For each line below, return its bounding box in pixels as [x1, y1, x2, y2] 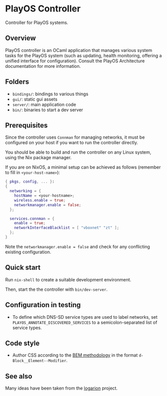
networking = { [9, 189, 41, 194]
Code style [5, 339, 40, 347]
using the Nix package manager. [5, 155, 72, 161]
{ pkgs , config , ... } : [5, 179, 55, 185]
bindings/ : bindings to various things [12, 91, 89, 97]
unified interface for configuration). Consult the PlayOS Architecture [5, 58, 145, 64]
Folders [5, 78, 29, 86]
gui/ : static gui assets [12, 96, 58, 102]
